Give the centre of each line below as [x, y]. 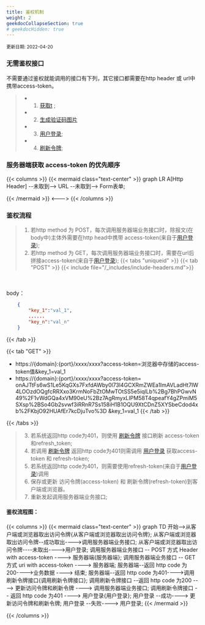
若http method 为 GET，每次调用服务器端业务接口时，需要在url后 [112, 253]
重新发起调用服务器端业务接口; [69, 496]
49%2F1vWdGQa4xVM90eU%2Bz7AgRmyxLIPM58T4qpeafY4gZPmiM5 [106, 398]
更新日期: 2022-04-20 [30, 47]
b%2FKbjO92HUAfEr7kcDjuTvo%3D [61, 411]
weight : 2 [19, 18]
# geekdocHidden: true [35, 29]
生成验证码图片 [58, 119]
